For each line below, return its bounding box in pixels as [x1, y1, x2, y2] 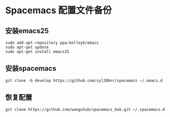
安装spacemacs [5, 64, 56, 73]
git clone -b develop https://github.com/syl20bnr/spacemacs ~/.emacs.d [5, 78, 163, 83]
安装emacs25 [5, 26, 49, 35]
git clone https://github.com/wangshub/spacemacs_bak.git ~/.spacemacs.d [5, 107, 165, 112]
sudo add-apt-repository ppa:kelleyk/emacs [5, 40, 99, 45]
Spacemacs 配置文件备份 [5, 5, 112, 16]
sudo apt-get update [5, 45, 49, 50]
